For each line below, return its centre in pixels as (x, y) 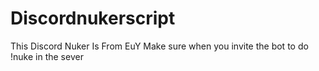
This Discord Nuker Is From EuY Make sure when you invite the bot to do (159, 46)
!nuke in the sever (47, 56)
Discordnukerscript (93, 18)
